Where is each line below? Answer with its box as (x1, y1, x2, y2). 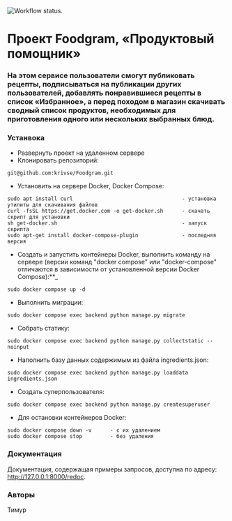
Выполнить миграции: (17, 299, 84, 307)
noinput (7, 344, 30, 351)
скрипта (7, 226, 30, 233)
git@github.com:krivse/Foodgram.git (7, 169, 114, 177)
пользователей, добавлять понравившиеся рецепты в (7, 88, 202, 98)
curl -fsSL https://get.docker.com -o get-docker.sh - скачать (7, 208, 210, 215)
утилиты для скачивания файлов (7, 202, 98, 209)
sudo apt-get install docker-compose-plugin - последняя (7, 232, 217, 239)
